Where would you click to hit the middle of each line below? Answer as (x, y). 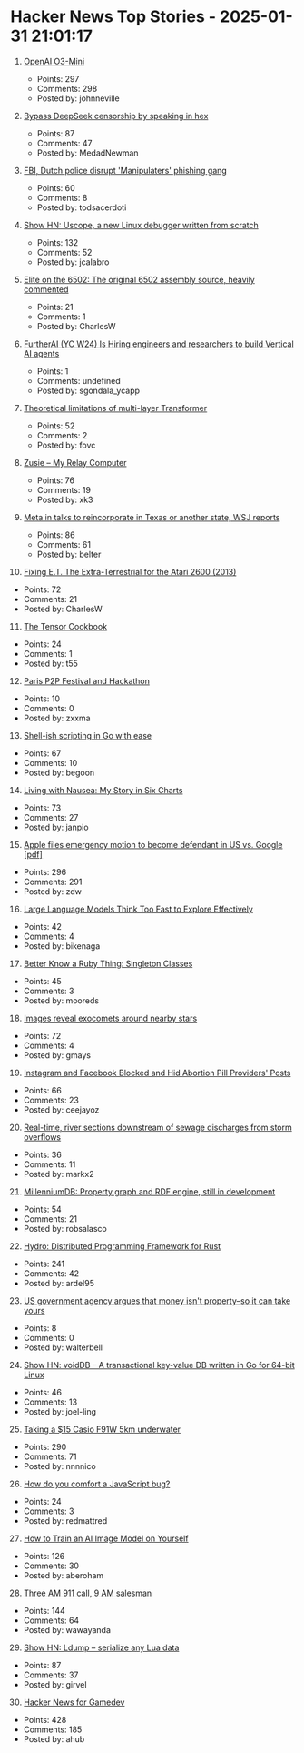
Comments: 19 (64, 489)
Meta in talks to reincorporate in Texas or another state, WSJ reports (152, 517)
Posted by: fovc (66, 445)
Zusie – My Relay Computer (75, 462)
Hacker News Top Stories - (113, 17)
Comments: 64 (51, 1620)
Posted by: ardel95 (59, 1283)
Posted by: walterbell (63, 1347)
